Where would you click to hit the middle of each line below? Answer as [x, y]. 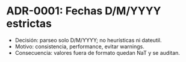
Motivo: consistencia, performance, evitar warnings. [79, 46]
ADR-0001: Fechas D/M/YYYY [84, 11]
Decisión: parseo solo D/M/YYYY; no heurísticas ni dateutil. [88, 40]
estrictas [29, 24]
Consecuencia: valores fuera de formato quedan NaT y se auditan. [98, 52]
